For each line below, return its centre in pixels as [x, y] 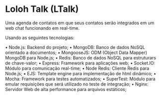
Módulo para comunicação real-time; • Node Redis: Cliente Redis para [77, 68]
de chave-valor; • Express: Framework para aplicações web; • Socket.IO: [80, 63]
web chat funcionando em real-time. [42, 28]
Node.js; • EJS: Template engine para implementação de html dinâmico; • [81, 73]
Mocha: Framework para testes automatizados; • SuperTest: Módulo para [80, 79]
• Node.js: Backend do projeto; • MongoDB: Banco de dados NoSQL [75, 47]
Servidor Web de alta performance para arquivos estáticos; [66, 89]
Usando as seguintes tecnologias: [40, 38]
